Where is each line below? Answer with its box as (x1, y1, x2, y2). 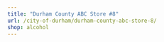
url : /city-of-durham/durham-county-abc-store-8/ (7, 17, 158, 24)
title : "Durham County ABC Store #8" (7, 10, 119, 18)
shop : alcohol (7, 23, 50, 31)
